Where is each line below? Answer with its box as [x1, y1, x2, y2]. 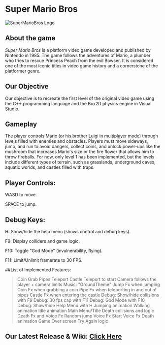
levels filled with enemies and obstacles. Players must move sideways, [5, 138, 149, 144]
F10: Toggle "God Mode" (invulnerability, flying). [5, 248, 103, 253]
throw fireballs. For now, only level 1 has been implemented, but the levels [5, 154, 155, 160]
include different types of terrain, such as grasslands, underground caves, [5, 159, 156, 165]
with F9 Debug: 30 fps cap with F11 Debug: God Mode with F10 [17, 297, 145, 303]
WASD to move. [5, 192, 37, 198]
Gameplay [5, 120, 37, 128]
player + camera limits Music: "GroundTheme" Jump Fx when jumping [17, 282, 160, 287]
